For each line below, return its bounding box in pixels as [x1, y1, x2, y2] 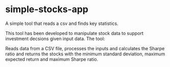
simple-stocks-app [5, 4, 88, 15]
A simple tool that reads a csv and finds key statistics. [5, 20, 118, 26]
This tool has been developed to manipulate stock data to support [5, 30, 144, 36]
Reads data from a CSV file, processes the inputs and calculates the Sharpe [5, 45, 165, 51]
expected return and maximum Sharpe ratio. [5, 56, 99, 62]
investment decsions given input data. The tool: [5, 36, 105, 42]
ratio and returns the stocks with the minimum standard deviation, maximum [5, 51, 165, 57]
